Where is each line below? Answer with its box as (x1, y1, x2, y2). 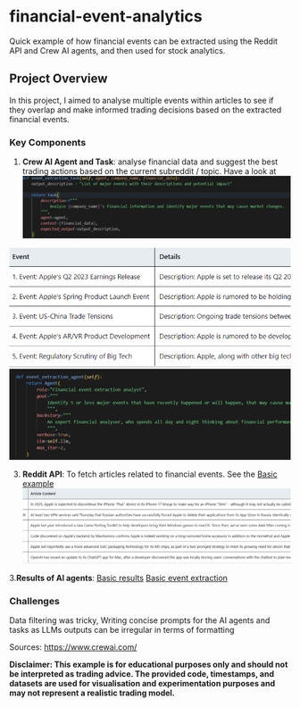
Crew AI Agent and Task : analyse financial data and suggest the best (21, 156, 279, 167)
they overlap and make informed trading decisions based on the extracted (9, 104, 282, 115)
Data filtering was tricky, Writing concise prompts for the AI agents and (9, 614, 271, 626)
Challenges (9, 595, 60, 607)
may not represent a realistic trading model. (9, 687, 176, 698)
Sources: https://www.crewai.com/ (9, 641, 137, 653)
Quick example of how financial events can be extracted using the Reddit (9, 36, 279, 46)
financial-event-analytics (9, 6, 203, 27)
